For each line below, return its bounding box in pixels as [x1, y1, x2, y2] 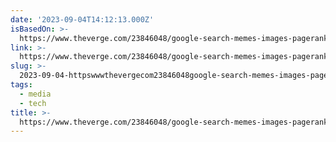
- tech [19, 98, 47, 108]
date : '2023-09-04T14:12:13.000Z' [10, 14, 155, 25]
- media [19, 89, 52, 99]
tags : [10, 80, 33, 90]
